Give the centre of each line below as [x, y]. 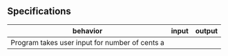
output [207, 30]
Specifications [39, 11]
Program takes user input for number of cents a [87, 42]
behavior [87, 30]
